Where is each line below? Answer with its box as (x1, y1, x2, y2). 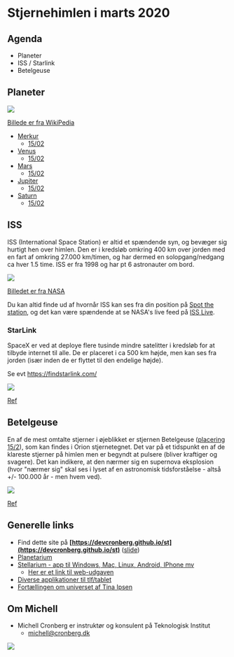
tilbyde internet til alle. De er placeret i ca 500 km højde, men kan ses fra (7, 348, 217, 357)
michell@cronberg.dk (27, 629, 90, 637)
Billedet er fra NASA (7, 286, 65, 295)
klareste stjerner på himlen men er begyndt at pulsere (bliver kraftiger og (7, 450, 217, 458)
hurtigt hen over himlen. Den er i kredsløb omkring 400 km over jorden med (7, 245, 226, 254)
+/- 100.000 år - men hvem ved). (7, 472, 102, 480)
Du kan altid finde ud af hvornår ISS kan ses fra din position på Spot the (7, 300, 214, 309)
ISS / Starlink (17, 59, 55, 67)
